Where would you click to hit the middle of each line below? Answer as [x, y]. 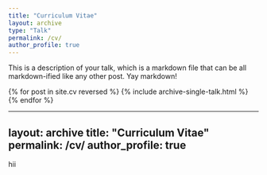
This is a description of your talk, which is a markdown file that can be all [128, 68]
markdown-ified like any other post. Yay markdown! [93, 76]
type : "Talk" [30, 30]
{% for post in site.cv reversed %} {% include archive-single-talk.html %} [128, 91]
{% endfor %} [31, 100]
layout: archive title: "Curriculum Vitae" [109, 132]
